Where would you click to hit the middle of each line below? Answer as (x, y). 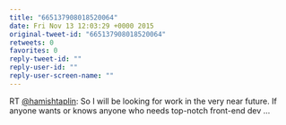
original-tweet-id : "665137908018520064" (88, 34)
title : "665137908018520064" (64, 17)
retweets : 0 (31, 42)
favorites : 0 (34, 51)
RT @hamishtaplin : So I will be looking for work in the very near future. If (143, 101)
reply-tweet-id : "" (46, 59)
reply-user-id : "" (43, 68)
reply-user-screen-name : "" (62, 76)
